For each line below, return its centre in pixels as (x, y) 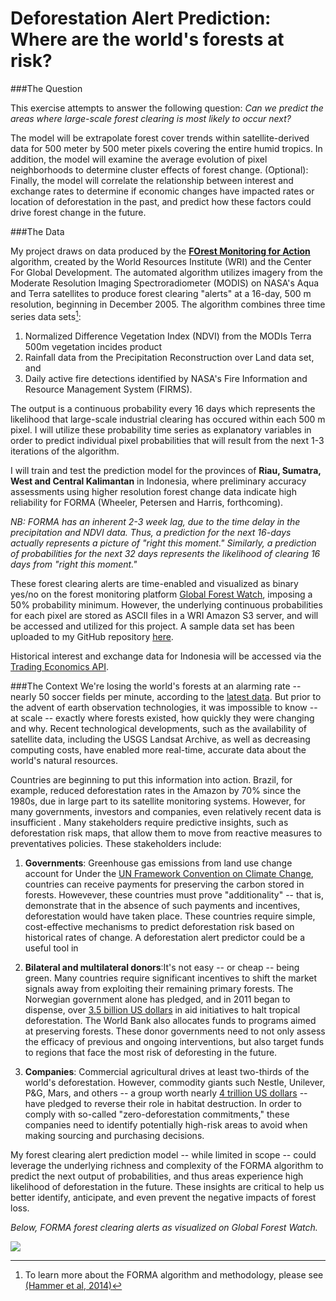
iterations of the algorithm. (65, 451)
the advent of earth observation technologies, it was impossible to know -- (164, 707)
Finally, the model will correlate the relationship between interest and (152, 180)
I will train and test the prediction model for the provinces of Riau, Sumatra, (166, 470)
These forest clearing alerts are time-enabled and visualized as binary (154, 583)
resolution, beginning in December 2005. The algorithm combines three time (168, 304)
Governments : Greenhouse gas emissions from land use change (158, 863)
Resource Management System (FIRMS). (108, 389)
